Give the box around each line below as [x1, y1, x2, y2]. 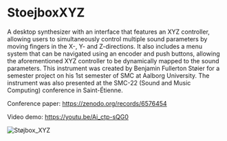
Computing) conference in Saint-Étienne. [7, 86, 123, 94]
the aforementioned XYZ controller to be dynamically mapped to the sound [7, 56, 219, 65]
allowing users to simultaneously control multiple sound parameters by [7, 34, 208, 43]
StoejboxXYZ [7, 5, 85, 21]
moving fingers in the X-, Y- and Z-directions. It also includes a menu [7, 42, 203, 50]
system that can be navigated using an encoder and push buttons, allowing [7, 50, 220, 58]
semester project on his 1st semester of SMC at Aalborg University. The [7, 71, 210, 80]
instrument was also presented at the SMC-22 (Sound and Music [7, 78, 191, 87]
